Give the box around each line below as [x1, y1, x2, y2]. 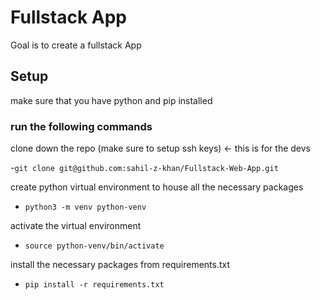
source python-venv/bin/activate [24, 241, 165, 251]
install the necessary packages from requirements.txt [10, 259, 231, 271]
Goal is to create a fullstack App [10, 39, 142, 51]
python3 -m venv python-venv [24, 202, 147, 213]
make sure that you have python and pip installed [10, 94, 213, 106]
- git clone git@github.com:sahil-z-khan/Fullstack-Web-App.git [10, 162, 279, 174]
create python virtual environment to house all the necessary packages [10, 181, 304, 193]
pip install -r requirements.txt [24, 280, 165, 290]
